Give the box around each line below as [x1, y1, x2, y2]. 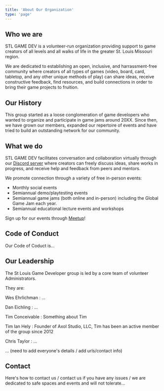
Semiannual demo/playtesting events [12, 190, 88, 196]
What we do [5, 142, 43, 150]
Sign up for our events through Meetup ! [5, 215, 85, 221]
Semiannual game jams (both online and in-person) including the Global [12, 195, 159, 201]
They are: [5, 285, 25, 291]
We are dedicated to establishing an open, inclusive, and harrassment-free [5, 63, 157, 69]
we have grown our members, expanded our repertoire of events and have [5, 122, 157, 129]
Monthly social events [12, 184, 57, 190]
